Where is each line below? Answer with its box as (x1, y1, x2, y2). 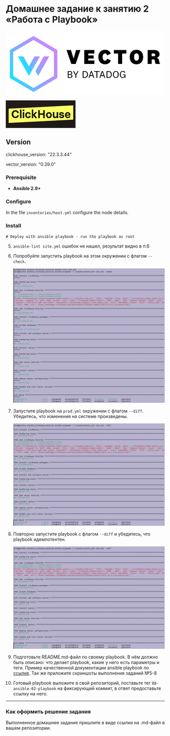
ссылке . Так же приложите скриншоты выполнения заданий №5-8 (13, 670, 157, 676)
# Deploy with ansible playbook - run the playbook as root (6, 234, 135, 239)
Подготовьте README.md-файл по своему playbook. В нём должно (13, 654, 158, 660)
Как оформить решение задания (6, 708, 91, 715)
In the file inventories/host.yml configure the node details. (6, 209, 129, 216)
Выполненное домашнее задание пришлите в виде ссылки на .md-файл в (6, 719, 165, 725)
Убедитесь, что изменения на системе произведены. (13, 413, 128, 419)
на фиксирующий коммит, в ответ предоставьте (57, 685, 161, 691)
